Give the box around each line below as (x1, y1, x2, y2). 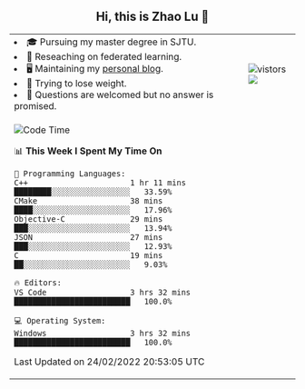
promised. (14, 99, 57, 112)
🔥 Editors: (14, 277, 62, 287)
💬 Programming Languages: (14, 168, 126, 178)
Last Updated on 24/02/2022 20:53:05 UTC (14, 355, 205, 368)
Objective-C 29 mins (14, 214, 163, 224)
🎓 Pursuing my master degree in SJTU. (26, 35, 197, 48)
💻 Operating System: (14, 315, 106, 325)
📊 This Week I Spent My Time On (14, 145, 162, 157)
